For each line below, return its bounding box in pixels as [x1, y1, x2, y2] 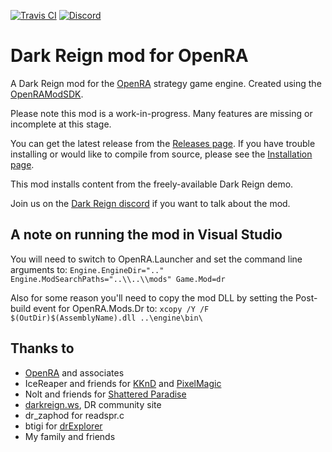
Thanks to [10, 340, 75, 357]
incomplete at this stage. [10, 118, 112, 130]
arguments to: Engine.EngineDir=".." [10, 263, 165, 275]
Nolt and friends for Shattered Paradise [24, 388, 187, 400]
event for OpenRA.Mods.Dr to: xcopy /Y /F [33, 302, 210, 314]
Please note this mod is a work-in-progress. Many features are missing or [10, 107, 313, 119]
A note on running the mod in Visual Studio [10, 226, 283, 244]
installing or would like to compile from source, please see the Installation [10, 148, 313, 160]
